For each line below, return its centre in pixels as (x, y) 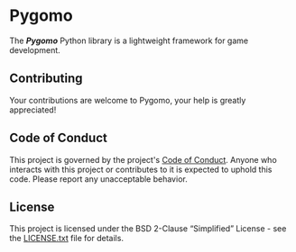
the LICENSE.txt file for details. (67, 238)
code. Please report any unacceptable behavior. (98, 179)
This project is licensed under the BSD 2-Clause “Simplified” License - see (148, 229)
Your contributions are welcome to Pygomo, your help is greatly (128, 100)
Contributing (46, 79)
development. (35, 49)
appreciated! (33, 110)
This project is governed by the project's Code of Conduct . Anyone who (143, 159)
